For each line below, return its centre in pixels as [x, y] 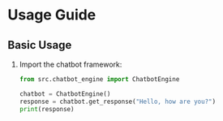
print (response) [47, 109]
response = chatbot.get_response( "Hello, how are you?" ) [118, 102]
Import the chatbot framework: [71, 64]
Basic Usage [40, 45]
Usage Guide [52, 15]
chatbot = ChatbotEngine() [65, 94]
